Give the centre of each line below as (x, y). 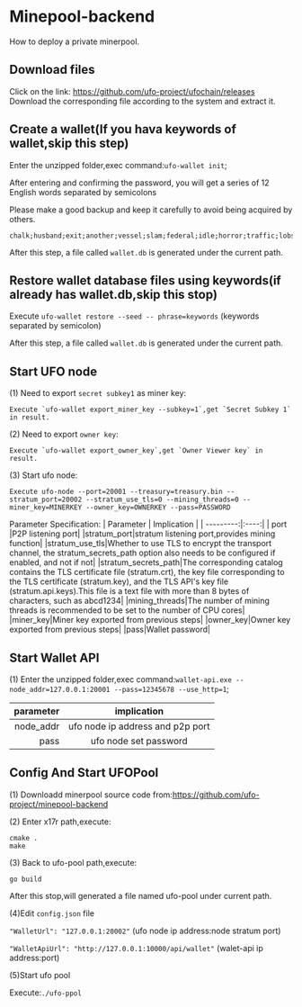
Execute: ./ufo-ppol (46, 993)
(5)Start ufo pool (40, 975)
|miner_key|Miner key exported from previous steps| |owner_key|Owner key (150, 620)
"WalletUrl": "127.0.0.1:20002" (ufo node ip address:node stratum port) (145, 931)
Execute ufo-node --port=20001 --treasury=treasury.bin (116, 492)
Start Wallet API (54, 657)
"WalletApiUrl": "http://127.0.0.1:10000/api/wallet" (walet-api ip (136, 948)
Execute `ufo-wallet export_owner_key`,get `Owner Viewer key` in (136, 451)
